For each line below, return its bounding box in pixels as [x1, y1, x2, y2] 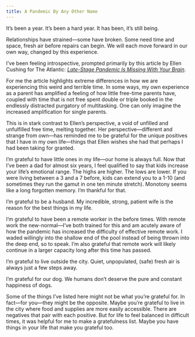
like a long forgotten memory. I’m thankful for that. [6, 186, 127, 193]
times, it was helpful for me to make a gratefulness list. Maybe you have [6, 318, 179, 325]
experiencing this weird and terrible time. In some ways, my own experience [6, 83, 190, 91]
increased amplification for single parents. [6, 108, 107, 115]
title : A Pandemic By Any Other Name [6, 8, 98, 15]
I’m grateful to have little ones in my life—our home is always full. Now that [6, 155, 186, 162]
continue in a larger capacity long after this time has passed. [6, 246, 152, 253]
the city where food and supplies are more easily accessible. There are [6, 305, 177, 312]
